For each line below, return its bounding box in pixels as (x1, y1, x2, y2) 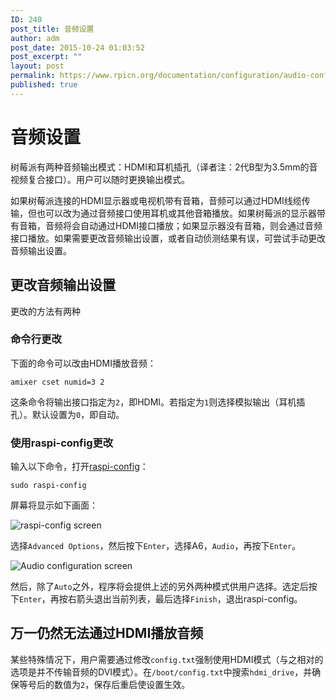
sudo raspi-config (10, 481, 87, 491)
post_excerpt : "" (10, 52, 83, 62)
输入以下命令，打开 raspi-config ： (10, 461, 149, 473)
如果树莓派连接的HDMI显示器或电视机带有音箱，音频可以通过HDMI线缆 (10, 194, 302, 206)
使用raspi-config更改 (10, 436, 114, 450)
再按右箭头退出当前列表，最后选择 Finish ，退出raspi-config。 (49, 593, 303, 605)
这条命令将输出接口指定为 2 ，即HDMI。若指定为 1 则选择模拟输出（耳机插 (10, 396, 306, 408)
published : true (10, 80, 78, 90)
